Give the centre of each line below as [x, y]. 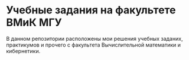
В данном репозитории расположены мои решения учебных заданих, [94, 38]
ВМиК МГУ [34, 22]
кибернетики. [23, 51]
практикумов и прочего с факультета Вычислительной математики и [94, 45]
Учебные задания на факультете [91, 10]
